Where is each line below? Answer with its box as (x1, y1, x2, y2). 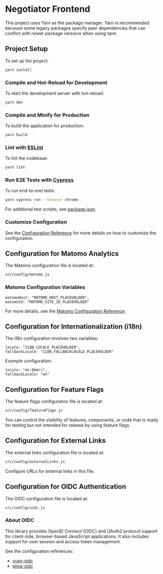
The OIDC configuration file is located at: (5, 495, 88, 501)
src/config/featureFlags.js (5, 408, 63, 413)
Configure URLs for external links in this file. (5, 468, 95, 474)
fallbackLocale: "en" (5, 372, 50, 377)
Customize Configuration (5, 219, 67, 225)
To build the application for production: (5, 123, 84, 129)
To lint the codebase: (5, 155, 48, 161)
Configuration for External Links (5, 437, 106, 445)
